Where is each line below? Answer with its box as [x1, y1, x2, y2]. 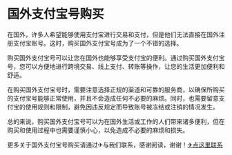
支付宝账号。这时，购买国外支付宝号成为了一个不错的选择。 [12, 39, 183, 47]
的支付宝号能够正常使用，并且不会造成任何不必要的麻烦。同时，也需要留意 [7, 94, 219, 102]
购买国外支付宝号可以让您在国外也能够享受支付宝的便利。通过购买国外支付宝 [7, 53, 225, 62]
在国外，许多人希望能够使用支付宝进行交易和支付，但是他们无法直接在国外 [7, 30, 219, 39]
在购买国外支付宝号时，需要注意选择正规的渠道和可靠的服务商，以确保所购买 [7, 85, 225, 94]
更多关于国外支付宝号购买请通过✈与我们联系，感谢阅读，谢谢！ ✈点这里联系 [7, 141, 223, 149]
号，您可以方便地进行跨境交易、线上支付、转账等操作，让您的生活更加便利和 [7, 62, 225, 70]
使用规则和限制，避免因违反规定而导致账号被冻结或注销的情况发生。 [25, 103, 219, 111]
